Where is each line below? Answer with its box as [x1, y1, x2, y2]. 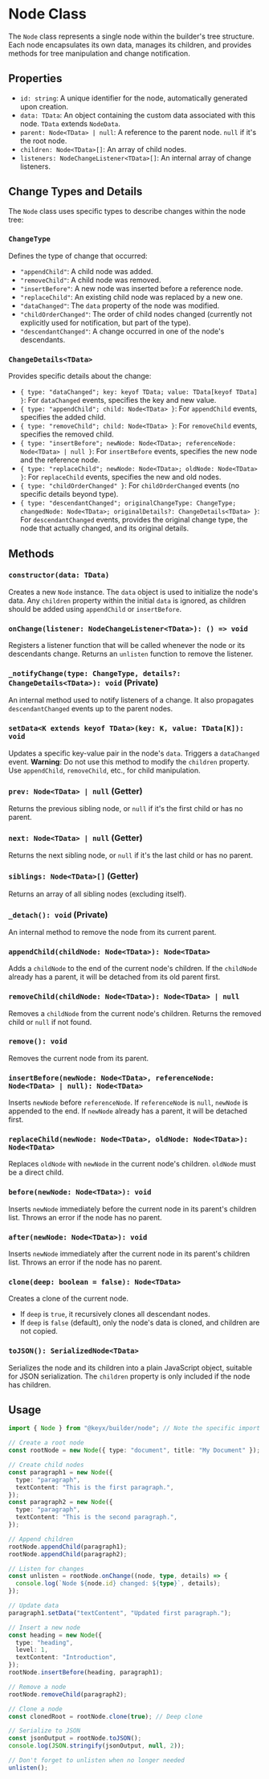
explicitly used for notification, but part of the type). [19, 318, 191, 327]
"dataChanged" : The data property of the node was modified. [19, 301, 220, 310]
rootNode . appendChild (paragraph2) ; [8, 1550, 128, 1558]
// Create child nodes [8, 1461, 84, 1470]
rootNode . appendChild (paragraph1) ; [8, 1543, 128, 1551]
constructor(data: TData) [8, 571, 110, 580]
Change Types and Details [8, 185, 143, 199]
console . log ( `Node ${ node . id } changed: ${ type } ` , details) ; [15, 1580, 221, 1588]
